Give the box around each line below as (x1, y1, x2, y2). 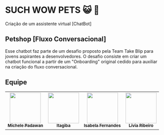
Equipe (5, 78, 27, 87)
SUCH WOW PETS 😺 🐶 (5, 4, 100, 16)
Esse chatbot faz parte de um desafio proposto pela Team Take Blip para (5, 48, 154, 54)
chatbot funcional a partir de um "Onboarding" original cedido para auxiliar (5, 59, 158, 65)
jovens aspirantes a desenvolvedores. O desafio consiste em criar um (5, 53, 147, 59)
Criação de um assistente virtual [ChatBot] (5, 21, 92, 27)
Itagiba (56, 123, 71, 129)
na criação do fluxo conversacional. (5, 64, 78, 69)
